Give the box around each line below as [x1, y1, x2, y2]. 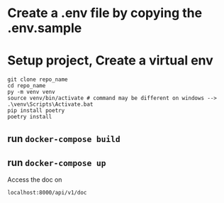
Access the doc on [7, 175, 62, 184]
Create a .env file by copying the [7, 5, 203, 21]
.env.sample [7, 20, 82, 36]
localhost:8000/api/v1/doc [7, 190, 87, 197]
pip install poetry [7, 107, 65, 114]
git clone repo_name [7, 76, 69, 83]
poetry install [7, 114, 52, 121]
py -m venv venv [7, 89, 55, 96]
